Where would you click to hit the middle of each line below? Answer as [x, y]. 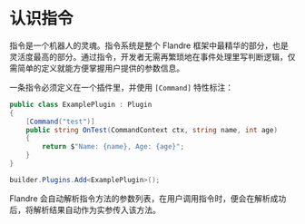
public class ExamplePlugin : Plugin [81, 104]
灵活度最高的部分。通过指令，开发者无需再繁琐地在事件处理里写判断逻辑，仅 [152, 56]
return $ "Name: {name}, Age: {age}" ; [113, 147]
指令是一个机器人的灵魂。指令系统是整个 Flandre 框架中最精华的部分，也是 [149, 45]
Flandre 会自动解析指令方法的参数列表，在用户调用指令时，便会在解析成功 [148, 198]
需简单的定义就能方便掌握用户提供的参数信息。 [97, 68]
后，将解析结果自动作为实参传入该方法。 [85, 209]
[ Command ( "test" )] [60, 122]
